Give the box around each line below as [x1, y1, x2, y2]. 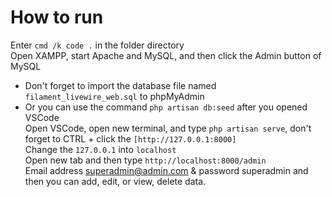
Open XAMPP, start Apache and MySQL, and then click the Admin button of [10, 49, 322, 61]
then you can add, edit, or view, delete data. [24, 175, 207, 187]
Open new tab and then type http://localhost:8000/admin [24, 154, 267, 166]
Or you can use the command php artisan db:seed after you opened [24, 101, 308, 113]
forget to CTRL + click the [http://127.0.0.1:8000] [24, 132, 237, 145]
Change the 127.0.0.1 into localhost [24, 143, 177, 155]
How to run [10, 6, 104, 29]
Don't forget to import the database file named [24, 79, 217, 91]
